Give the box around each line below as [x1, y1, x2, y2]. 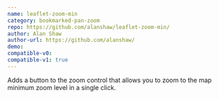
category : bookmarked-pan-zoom [7, 17, 100, 24]
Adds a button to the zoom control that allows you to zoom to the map [7, 76, 212, 84]
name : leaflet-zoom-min [7, 10, 78, 18]
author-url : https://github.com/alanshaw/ [7, 37, 135, 44]
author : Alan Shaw [7, 30, 62, 37]
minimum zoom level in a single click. [7, 83, 116, 92]
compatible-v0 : [7, 50, 53, 57]
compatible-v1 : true [7, 57, 69, 64]
